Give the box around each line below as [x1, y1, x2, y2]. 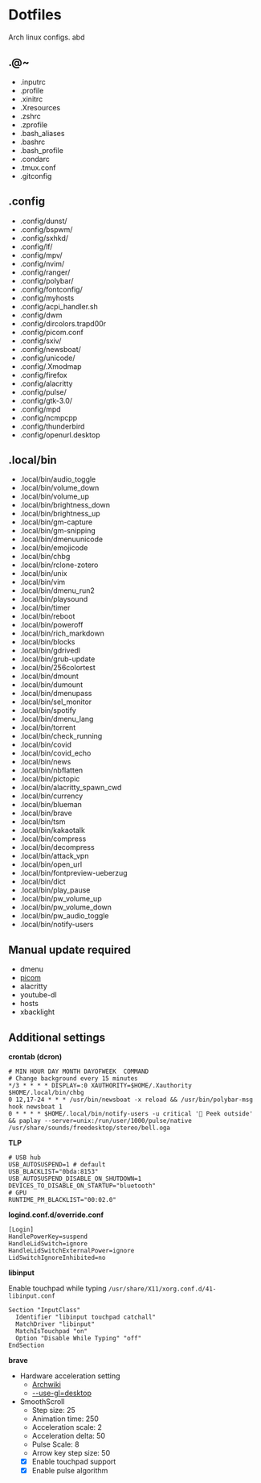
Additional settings [8, 1030, 106, 1044]
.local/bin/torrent [19, 723, 76, 732]
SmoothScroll [19, 1397, 65, 1406]
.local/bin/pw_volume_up [19, 894, 102, 904]
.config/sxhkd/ [19, 233, 68, 242]
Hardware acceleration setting [19, 1371, 120, 1381]
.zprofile [19, 119, 48, 130]
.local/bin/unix [19, 569, 67, 578]
